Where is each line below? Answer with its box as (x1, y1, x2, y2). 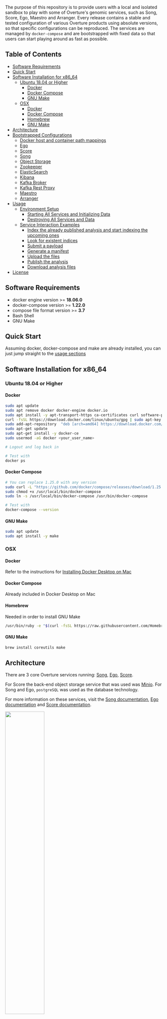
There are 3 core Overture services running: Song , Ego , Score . (5, 672, 134, 678)
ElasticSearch (19, 169, 48, 175)
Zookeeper (19, 163, 42, 169)
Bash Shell (12, 312, 34, 318)
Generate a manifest (27, 248, 69, 254)
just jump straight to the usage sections (5, 351, 86, 357)
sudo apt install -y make (5, 534, 59, 539)
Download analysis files (27, 264, 76, 270)
